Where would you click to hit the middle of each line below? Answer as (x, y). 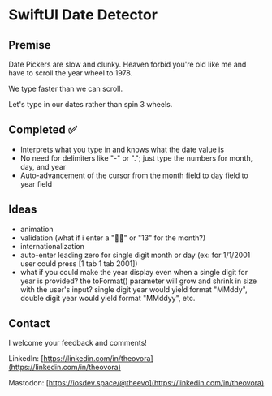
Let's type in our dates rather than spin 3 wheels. (91, 104)
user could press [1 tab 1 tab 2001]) (79, 263)
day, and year (43, 166)
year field (36, 183)
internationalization (52, 246)
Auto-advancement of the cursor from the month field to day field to (134, 175)
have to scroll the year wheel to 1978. (71, 73)
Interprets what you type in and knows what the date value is (122, 149)
